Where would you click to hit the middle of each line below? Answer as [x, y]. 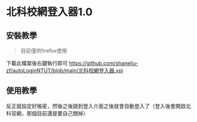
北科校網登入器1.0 [49, 12]
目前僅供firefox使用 [44, 51]
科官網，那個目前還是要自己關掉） [47, 113]
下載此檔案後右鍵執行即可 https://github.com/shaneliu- [72, 63]
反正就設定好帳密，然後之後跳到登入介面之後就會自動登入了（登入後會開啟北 [98, 106]
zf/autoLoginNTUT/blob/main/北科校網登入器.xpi [64, 70]
